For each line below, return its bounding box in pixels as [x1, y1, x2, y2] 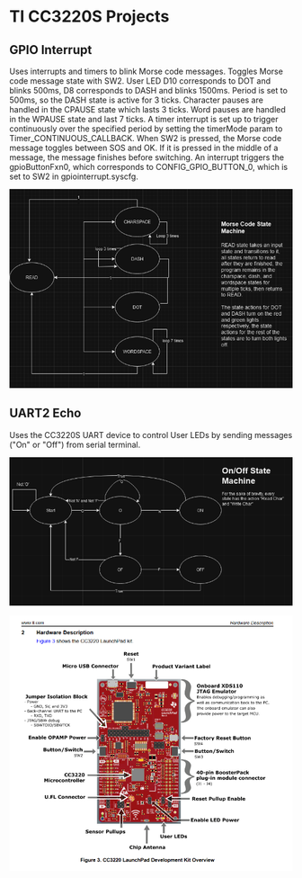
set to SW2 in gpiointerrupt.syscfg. [9, 171, 139, 182]
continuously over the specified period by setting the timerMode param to [9, 123, 283, 134]
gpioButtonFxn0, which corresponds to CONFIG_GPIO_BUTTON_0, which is [9, 162, 289, 172]
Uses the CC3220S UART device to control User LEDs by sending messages [9, 429, 293, 440]
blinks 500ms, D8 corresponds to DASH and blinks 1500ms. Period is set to [9, 85, 288, 95]
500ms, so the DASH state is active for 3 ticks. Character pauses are [9, 94, 263, 105]
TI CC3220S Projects [9, 6, 170, 27]
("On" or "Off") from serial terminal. [9, 439, 141, 450]
